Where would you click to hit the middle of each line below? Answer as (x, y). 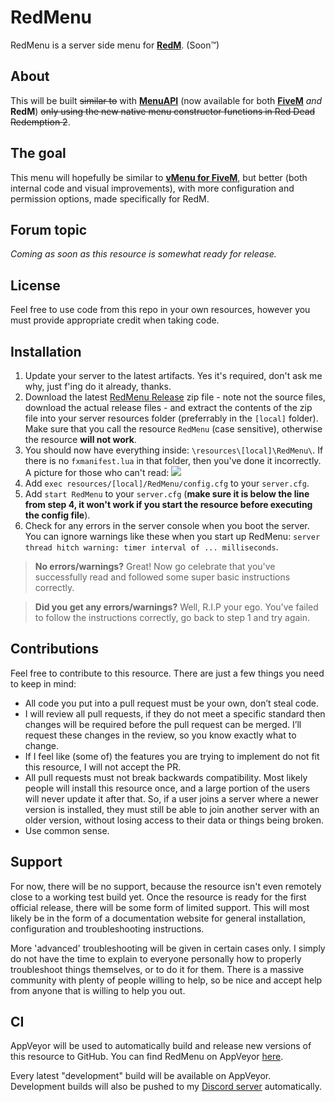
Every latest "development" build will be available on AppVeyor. (141, 1076)
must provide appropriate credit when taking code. (115, 320)
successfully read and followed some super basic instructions (162, 577)
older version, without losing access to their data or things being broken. (174, 820)
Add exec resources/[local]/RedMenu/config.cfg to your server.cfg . (167, 483)
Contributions (54, 649)
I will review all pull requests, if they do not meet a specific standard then (175, 713)
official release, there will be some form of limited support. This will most (160, 907)
